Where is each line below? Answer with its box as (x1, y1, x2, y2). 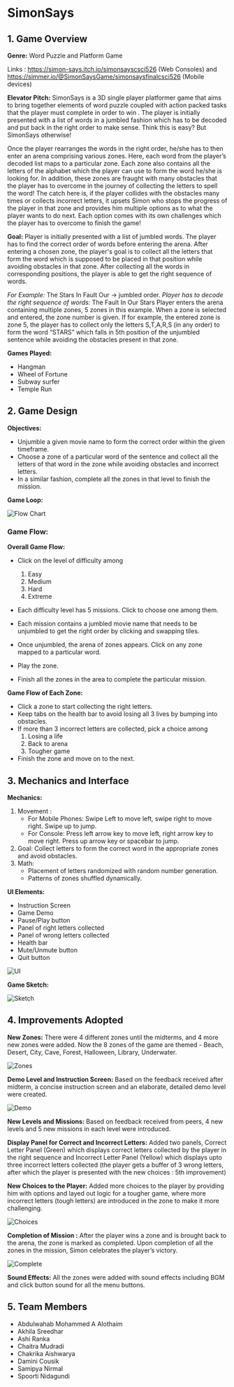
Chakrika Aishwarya (17, 1349, 75, 1358)
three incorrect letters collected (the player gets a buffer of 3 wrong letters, (7, 1161, 224, 1169)
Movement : (17, 806, 52, 815)
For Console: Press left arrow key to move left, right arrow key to (27, 829, 214, 837)
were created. (7, 1090, 47, 1098)
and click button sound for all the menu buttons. (7, 1280, 145, 1289)
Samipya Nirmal (17, 1364, 64, 1372)
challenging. (7, 1204, 43, 1212)
